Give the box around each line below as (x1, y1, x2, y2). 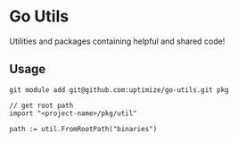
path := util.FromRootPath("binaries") (9, 124, 158, 133)
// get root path (9, 101, 74, 110)
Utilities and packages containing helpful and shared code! (9, 36, 226, 46)
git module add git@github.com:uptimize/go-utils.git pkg (9, 85, 229, 95)
